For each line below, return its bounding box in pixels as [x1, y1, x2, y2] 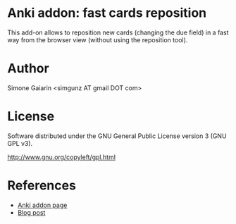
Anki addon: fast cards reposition [7, 5, 206, 21]
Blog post [17, 208, 46, 216]
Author [7, 61, 49, 77]
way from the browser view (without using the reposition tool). [7, 35, 188, 44]
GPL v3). [7, 139, 33, 147]
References [7, 178, 76, 193]
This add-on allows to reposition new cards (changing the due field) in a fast [7, 28, 229, 37]
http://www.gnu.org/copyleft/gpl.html [7, 153, 116, 161]
